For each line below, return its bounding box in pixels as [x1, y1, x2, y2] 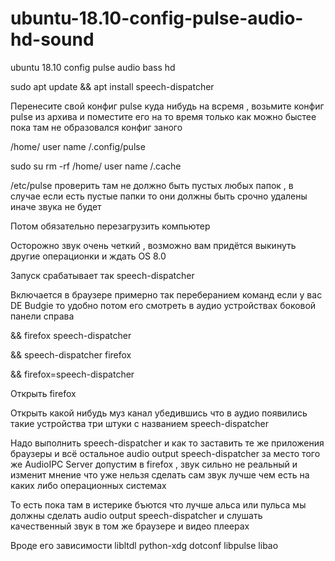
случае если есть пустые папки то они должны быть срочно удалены [10, 190, 308, 202]
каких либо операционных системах [10, 479, 167, 491]
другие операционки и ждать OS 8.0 [10, 250, 167, 262]
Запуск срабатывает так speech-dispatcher [10, 269, 195, 281]
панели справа [10, 310, 75, 322]
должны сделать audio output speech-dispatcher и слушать [10, 509, 263, 521]
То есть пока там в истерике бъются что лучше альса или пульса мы [10, 498, 307, 511]
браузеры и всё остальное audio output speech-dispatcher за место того [10, 447, 321, 459]
